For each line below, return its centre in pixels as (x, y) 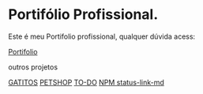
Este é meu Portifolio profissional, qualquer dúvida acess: (102, 36)
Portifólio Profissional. (83, 15)
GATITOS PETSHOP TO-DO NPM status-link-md (86, 82)
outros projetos (33, 67)
